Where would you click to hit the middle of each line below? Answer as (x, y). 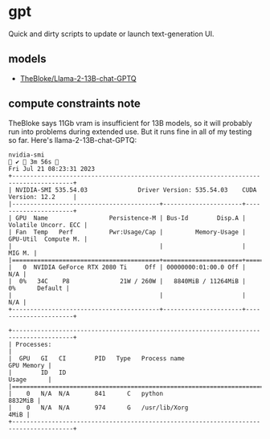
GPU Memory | (30, 365)
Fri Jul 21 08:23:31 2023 (51, 169)
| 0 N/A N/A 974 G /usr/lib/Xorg (98, 408)
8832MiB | (25, 400)
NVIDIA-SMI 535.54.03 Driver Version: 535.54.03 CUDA (136, 190)
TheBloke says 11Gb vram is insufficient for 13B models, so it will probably (130, 123)
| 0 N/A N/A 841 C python (86, 393)
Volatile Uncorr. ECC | (48, 225)
